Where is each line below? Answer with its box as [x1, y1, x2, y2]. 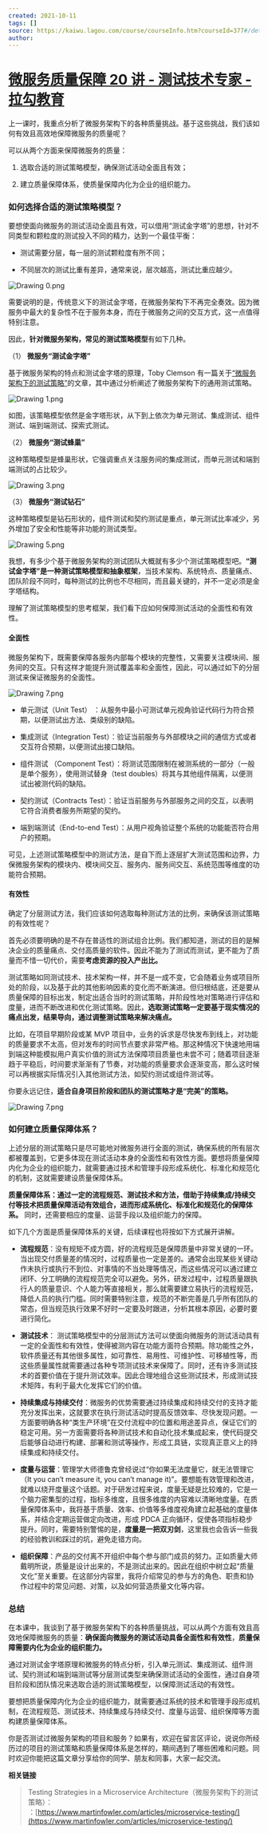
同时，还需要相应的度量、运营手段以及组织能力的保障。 [23, 1210, 206, 1220]
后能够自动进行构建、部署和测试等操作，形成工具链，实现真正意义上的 [19, 1438, 251, 1448]
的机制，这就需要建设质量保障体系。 [8, 1173, 128, 1182]
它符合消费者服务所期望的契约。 [19, 806, 125, 815]
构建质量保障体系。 [8, 1717, 72, 1726]
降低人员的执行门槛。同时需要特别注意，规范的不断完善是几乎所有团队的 [19, 1294, 258, 1304]
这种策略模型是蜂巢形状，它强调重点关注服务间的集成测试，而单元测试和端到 [8, 454, 260, 464]
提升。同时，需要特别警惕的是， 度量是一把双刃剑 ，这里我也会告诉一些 [19, 1524, 251, 1534]
